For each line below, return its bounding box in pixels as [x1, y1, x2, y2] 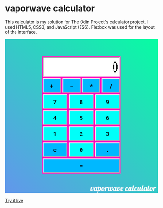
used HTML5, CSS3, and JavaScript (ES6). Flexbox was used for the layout [5, 24, 155, 30]
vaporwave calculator [5, 3, 95, 14]
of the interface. [5, 29, 37, 35]
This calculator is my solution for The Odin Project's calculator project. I [5, 19, 148, 25]
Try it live [5, 197, 23, 203]
